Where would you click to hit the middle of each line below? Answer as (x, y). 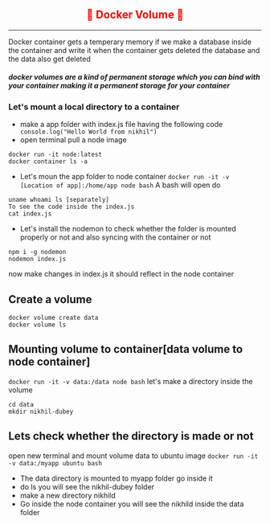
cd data (21, 404)
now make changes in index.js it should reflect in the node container (121, 274)
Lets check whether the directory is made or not (131, 436)
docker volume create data (53, 317)
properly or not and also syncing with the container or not (115, 237)
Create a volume (50, 299)
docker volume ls (37, 325)
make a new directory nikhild (68, 495)
